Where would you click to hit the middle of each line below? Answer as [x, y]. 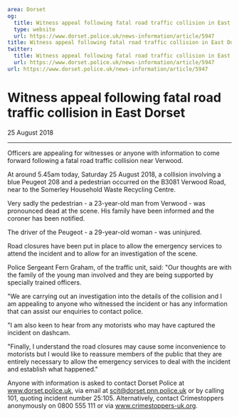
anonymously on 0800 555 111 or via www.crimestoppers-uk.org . [102, 406]
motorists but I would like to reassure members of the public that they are [115, 354]
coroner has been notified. [46, 218]
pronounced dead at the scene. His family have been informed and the [111, 211]
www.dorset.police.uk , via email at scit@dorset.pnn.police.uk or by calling [116, 390]
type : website [34, 29]
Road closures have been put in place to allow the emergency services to [115, 246]
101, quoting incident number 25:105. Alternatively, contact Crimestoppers [116, 398]
